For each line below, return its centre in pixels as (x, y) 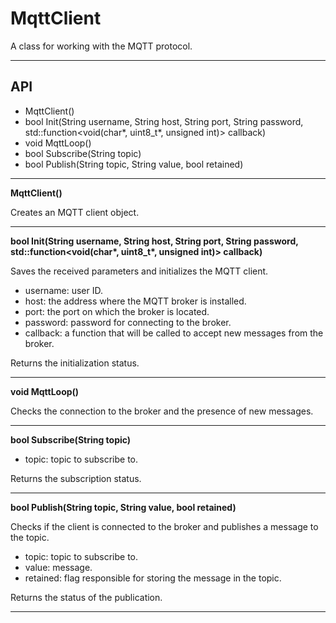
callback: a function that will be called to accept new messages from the (174, 333)
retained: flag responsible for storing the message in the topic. (153, 578)
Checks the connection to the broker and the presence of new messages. (162, 411)
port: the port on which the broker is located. (117, 311)
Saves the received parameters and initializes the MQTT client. (139, 271)
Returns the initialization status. (75, 363)
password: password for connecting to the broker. (128, 322)
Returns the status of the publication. (86, 597)
